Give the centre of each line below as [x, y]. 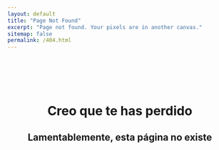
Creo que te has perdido [120, 111]
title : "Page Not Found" [44, 21]
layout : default [31, 14]
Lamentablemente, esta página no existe [120, 137]
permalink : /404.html [40, 41]
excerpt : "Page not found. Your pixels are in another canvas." [105, 27]
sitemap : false [30, 34]
